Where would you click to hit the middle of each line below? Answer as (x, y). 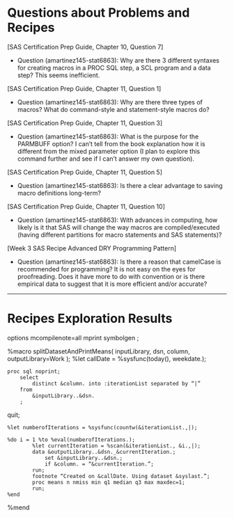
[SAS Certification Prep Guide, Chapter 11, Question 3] (85, 122)
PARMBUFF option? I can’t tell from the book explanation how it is (111, 143)
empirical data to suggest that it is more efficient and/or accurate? (112, 284)
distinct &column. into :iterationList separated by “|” (116, 383)
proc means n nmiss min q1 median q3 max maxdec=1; (109, 482)
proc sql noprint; (34, 371)
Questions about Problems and (99, 13)
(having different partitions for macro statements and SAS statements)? (119, 234)
